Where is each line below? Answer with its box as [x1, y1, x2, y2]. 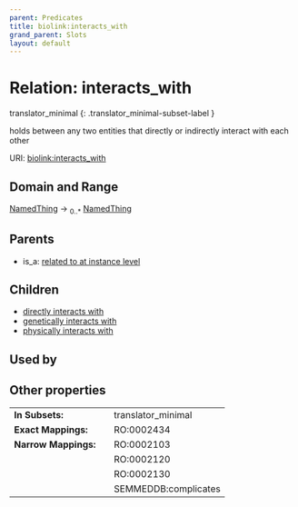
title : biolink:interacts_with [9, 22, 128, 31]
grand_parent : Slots [9, 30, 88, 39]
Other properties [9, 383, 106, 398]
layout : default [9, 38, 71, 48]
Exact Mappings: [14, 423, 88, 436]
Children [9, 283, 59, 297]
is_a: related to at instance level [22, 255, 141, 266]
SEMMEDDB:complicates [113, 482, 221, 495]
